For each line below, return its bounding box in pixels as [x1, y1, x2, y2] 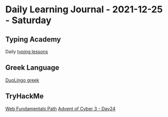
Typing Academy [5, 35, 61, 44]
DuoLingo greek [5, 77, 40, 83]
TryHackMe [5, 92, 44, 101]
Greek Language [5, 63, 60, 72]
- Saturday [5, 14, 52, 26]
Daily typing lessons [5, 49, 48, 54]
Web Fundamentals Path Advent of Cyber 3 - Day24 [5, 105, 116, 111]
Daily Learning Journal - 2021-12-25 [5, 4, 163, 15]
